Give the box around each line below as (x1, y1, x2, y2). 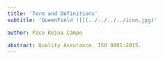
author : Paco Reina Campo (7, 29, 82, 36)
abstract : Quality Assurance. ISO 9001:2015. (7, 42, 141, 49)
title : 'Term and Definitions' (7, 10, 98, 17)
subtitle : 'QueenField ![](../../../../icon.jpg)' (7, 17, 157, 24)
